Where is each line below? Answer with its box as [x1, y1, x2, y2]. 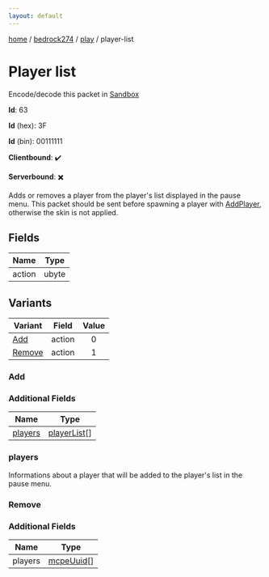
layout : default [8, 11, 63, 20]
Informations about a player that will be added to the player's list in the [8, 470, 243, 480]
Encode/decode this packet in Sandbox [8, 89, 140, 99]
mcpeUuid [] [48, 555, 95, 566]
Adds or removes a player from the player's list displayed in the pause [8, 190, 241, 200]
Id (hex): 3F [8, 121, 47, 130]
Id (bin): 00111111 [8, 136, 63, 146]
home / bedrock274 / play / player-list [8, 34, 134, 44]
